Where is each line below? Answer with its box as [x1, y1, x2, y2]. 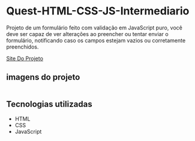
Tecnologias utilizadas [6, 99, 92, 109]
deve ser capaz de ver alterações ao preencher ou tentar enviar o [6, 30, 169, 37]
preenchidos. [6, 43, 39, 50]
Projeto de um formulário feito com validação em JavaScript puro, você [6, 24, 183, 31]
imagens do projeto [6, 72, 80, 82]
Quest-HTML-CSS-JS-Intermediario [6, 4, 190, 18]
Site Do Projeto [6, 55, 44, 62]
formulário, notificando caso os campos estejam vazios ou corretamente [6, 37, 186, 44]
